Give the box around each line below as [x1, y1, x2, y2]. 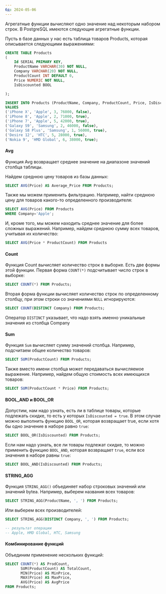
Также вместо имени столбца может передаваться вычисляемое [5, 366, 144, 372]
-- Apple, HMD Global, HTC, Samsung [5, 530, 81, 535]
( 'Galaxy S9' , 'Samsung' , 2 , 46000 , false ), [5, 123, 98, 128]
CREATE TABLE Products [5, 50, 52, 55]
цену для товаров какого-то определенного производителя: [5, 197, 132, 203]
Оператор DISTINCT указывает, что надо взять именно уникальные [5, 315, 146, 321]
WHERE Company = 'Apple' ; [5, 211, 54, 216]
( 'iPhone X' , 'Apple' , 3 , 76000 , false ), [5, 110, 92, 115]
